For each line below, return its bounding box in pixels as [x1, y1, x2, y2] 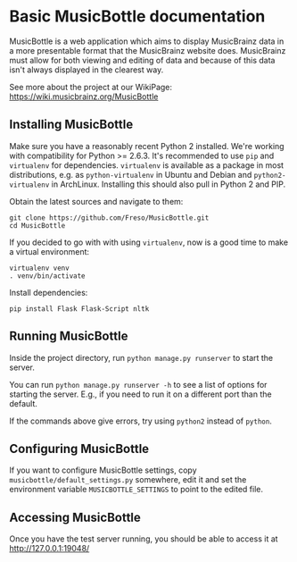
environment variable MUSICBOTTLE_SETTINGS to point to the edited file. [9, 484, 263, 495]
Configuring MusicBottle [9, 440, 150, 457]
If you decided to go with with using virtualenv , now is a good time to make [9, 237, 288, 247]
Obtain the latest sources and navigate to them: [9, 196, 184, 206]
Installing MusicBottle [9, 117, 134, 132]
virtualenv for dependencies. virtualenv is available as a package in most [9, 159, 284, 171]
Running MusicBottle [9, 329, 128, 344]
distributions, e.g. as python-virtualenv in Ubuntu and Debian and [9, 169, 252, 180]
